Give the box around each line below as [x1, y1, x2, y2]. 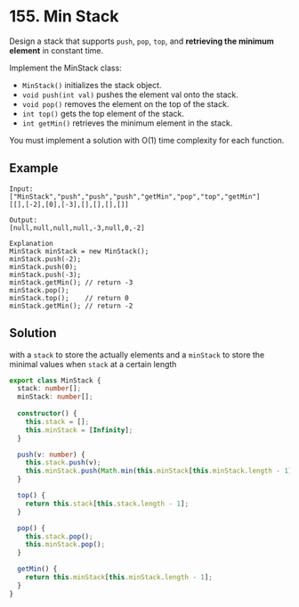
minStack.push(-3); [9, 270, 82, 279]
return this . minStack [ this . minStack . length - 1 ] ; [25, 573, 214, 582]
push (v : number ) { [17, 450, 86, 459]
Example [9, 160, 59, 176]
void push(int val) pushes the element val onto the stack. [21, 89, 238, 100]
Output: [9, 216, 38, 225]
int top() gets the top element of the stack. [21, 108, 185, 119]
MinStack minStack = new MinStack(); [9, 247, 149, 256]
